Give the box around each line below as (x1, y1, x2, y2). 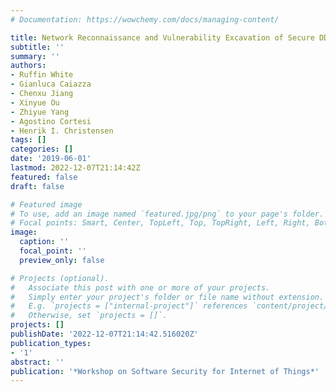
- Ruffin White (10, 70, 74, 80)
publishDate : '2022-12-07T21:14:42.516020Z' (10, 329, 199, 339)
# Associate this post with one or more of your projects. (10, 282, 271, 293)
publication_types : (10, 338, 92, 348)
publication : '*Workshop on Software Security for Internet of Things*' (10, 366, 320, 376)
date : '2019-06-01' (10, 154, 92, 164)
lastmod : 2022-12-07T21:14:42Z (10, 163, 141, 173)
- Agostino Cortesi (10, 116, 92, 126)
